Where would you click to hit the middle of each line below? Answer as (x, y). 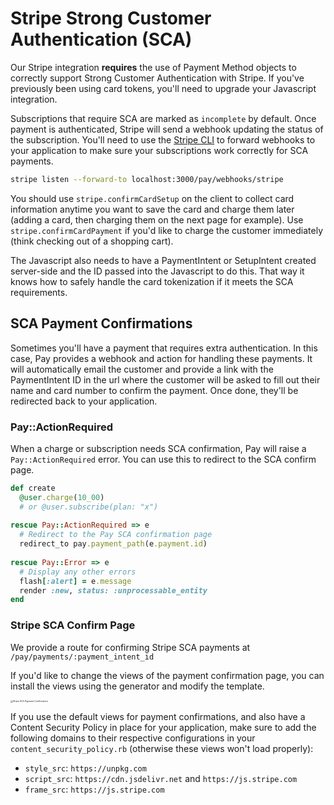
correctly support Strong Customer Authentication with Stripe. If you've (157, 78)
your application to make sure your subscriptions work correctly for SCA (159, 150)
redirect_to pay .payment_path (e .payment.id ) (113, 544)
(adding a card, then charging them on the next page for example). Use (157, 219)
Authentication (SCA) (101, 39)
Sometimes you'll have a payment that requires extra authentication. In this (164, 348)
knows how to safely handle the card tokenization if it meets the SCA (152, 281)
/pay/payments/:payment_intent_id (82, 657)
